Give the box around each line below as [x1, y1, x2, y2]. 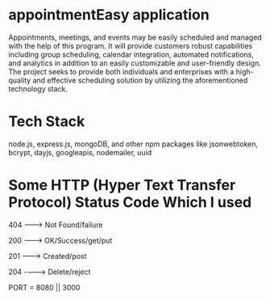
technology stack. [8, 83, 69, 94]
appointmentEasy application [8, 6, 210, 24]
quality [8, 75, 31, 85]
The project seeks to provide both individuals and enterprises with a [8, 66, 235, 76]
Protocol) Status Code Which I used [8, 193, 252, 212]
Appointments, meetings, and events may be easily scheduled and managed [8, 32, 262, 42]
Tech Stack [8, 112, 85, 131]
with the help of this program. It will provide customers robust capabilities [8, 40, 253, 50]
